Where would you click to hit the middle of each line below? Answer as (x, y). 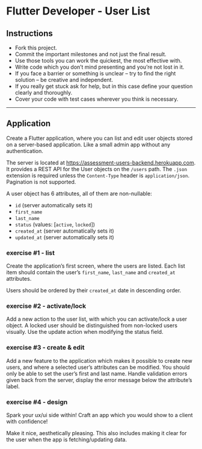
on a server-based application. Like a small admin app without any (88, 144)
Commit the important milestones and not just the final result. (90, 54)
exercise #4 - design (37, 402)
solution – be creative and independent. (64, 80)
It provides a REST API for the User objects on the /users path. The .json (97, 169)
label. (13, 386)
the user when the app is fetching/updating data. (67, 439)
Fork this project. (36, 48)
